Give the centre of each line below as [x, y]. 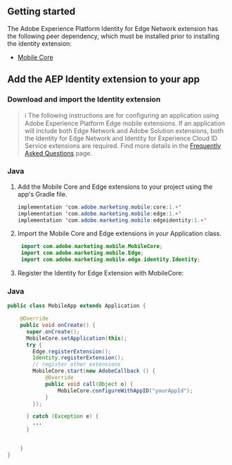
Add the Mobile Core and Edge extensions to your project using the [115, 187]
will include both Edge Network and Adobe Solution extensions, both [124, 130]
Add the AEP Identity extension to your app [104, 79]
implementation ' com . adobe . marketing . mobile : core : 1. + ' [99, 207]
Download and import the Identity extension [84, 99]
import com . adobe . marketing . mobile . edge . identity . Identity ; [111, 260]
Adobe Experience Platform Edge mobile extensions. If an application [125, 123]
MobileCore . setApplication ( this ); [77, 338]
